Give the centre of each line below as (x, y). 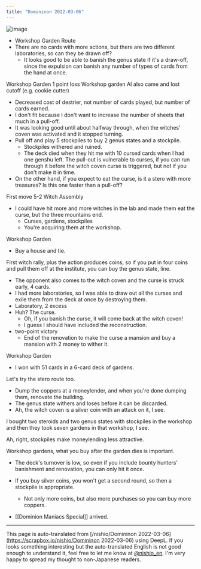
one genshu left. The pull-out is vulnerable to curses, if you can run (107, 159)
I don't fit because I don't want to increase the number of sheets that (100, 115)
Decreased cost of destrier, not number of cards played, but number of (102, 102)
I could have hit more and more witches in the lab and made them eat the (105, 208)
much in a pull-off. (37, 121)
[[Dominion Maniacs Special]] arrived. (62, 516)
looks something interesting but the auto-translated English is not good (94, 546)
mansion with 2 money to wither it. (66, 344)
